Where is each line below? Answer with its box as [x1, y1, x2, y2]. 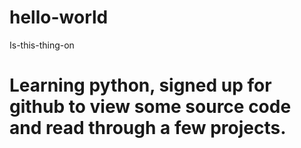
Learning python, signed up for [9, 74, 272, 97]
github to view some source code [9, 96, 292, 118]
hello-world [9, 6, 109, 29]
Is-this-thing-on [9, 39, 75, 51]
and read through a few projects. [9, 117, 287, 140]
